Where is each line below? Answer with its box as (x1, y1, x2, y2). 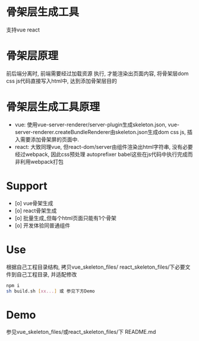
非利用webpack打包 (14, 158, 64, 165)
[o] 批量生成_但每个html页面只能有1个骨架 (14, 214, 117, 221)
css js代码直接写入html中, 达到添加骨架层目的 (6, 77, 117, 84)
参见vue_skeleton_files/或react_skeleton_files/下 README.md (6, 329, 156, 336)
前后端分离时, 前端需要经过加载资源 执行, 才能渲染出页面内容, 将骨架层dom (6, 69, 189, 77)
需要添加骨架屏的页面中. (20, 136, 79, 143)
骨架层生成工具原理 (6, 100, 100, 114)
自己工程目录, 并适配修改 (16, 270, 77, 278)
